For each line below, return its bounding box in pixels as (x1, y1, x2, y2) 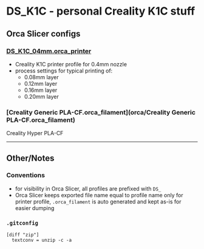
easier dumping (15, 204, 55, 211)
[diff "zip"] (6, 232, 39, 238)
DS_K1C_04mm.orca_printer (6, 47, 92, 55)
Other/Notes (6, 153, 55, 163)
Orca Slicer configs (6, 29, 81, 39)
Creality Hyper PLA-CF (6, 130, 64, 137)
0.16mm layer (24, 86, 58, 94)
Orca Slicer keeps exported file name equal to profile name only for (15, 191, 183, 198)
